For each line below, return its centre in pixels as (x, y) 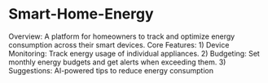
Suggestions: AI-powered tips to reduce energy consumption (111, 70)
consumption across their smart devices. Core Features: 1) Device (119, 44)
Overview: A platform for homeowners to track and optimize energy (122, 36)
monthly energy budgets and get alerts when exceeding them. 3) (117, 62)
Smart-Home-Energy (81, 14)
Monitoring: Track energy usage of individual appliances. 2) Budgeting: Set (134, 53)
